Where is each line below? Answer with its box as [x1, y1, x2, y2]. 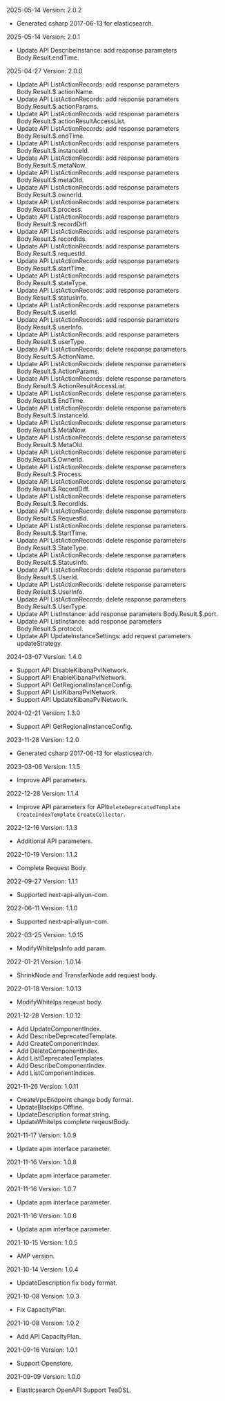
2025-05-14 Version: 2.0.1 [6, 33, 80, 41]
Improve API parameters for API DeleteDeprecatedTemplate [16, 803, 181, 811]
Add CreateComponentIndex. [16, 1040, 100, 1047]
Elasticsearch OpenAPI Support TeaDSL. [16, 1386, 132, 1394]
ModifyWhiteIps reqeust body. [16, 998, 103, 1006]
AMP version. [16, 1252, 55, 1260]
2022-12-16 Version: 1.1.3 [6, 824, 78, 831]
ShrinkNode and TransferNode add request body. [16, 971, 158, 979]
